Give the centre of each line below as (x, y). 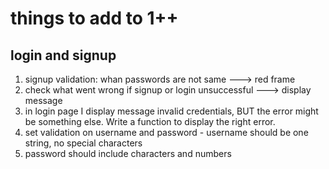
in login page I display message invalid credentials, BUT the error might (171, 111)
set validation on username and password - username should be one (166, 132)
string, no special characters (83, 143)
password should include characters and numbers (128, 153)
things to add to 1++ (94, 18)
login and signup (63, 55)
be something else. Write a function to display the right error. (150, 121)
